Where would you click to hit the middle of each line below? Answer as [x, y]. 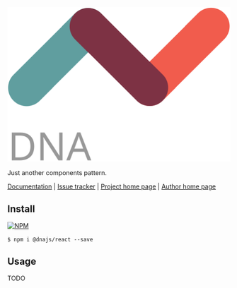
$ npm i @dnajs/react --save [50, 240]
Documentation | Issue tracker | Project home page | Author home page [112, 186]
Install [21, 209]
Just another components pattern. [57, 173]
